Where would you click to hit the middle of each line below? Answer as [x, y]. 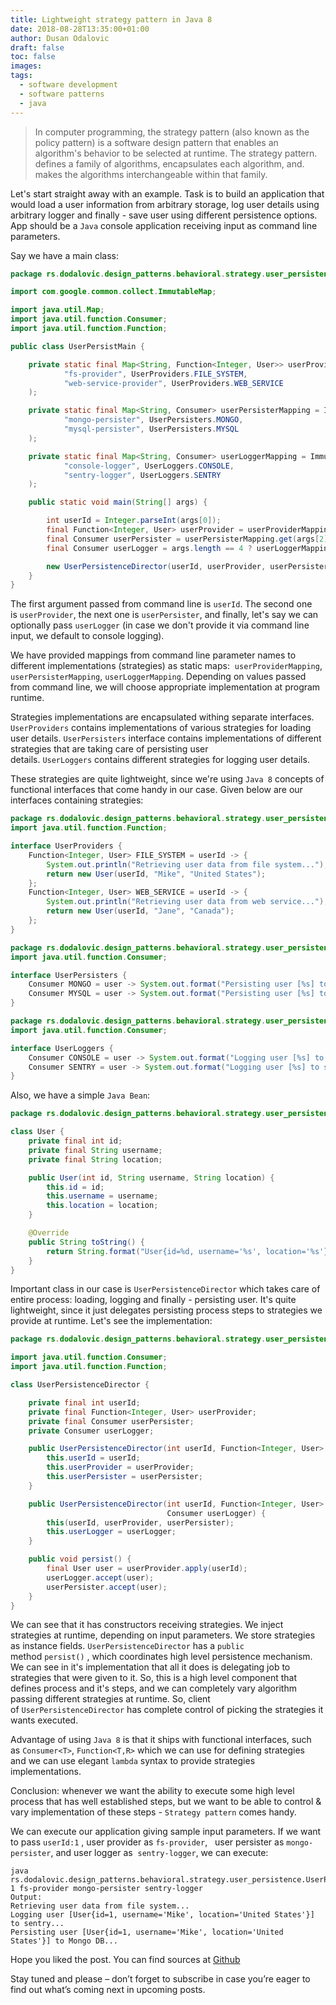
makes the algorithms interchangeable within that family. [151, 174]
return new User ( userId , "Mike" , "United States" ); [156, 874]
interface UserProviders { [66, 846]
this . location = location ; [102, 1206]
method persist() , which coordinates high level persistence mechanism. [161, 1657]
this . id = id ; [75, 1187]
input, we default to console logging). [87, 636]
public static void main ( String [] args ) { [118, 502]
